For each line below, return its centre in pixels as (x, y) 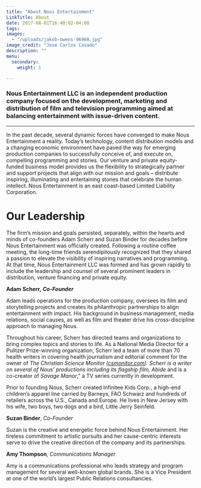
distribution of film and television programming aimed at (90, 108)
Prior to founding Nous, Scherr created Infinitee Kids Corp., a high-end (93, 387)
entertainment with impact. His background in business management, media (100, 313)
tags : (13, 28)
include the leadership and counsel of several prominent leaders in (88, 271)
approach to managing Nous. (42, 326)
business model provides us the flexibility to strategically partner (105, 166)
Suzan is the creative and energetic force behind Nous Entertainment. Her (97, 429)
